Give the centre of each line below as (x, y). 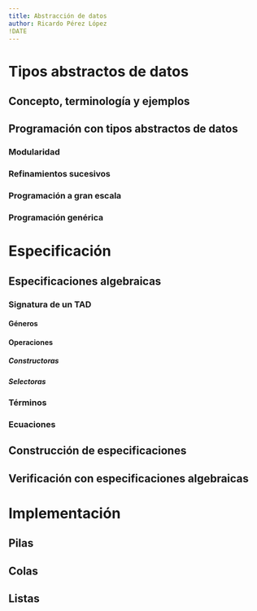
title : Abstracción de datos (58, 16)
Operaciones (31, 342)
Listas (24, 599)
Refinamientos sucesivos (60, 174)
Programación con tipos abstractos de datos (123, 129)
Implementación (65, 513)
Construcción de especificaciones (98, 451)
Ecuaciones (32, 424)
